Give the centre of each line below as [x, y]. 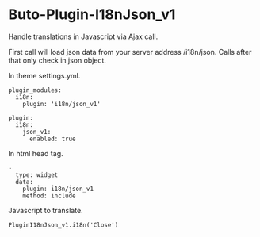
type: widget [37, 175]
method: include [50, 196]
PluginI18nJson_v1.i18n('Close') [63, 225]
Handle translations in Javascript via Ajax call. [83, 36]
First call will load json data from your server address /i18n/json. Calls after [130, 52]
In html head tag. [36, 153]
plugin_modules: [35, 90]
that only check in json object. [57, 60]
